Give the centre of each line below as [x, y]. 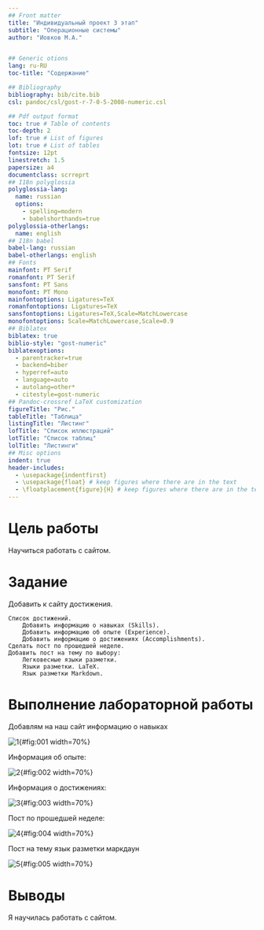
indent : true [29, 460]
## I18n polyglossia [42, 182]
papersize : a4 [31, 167]
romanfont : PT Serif [42, 277]
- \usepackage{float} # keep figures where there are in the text [126, 482]
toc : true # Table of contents [59, 124]
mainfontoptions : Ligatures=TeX [61, 299]
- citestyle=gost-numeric [58, 395]
